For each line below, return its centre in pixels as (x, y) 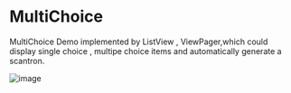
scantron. (27, 60)
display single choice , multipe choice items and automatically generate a (145, 51)
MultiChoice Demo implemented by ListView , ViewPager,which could (139, 42)
